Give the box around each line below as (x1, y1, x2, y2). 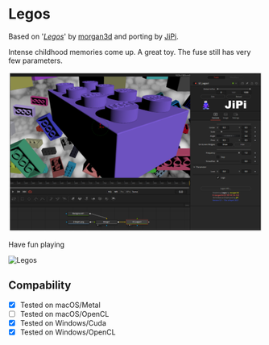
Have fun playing (8, 239, 65, 249)
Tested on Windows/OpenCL (19, 327, 116, 337)
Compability (8, 279, 72, 293)
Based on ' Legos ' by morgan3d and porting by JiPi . (8, 31, 179, 41)
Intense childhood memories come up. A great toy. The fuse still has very (8, 47, 251, 56)
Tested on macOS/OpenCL (19, 309, 110, 318)
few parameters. (8, 56, 63, 65)
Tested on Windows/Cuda (19, 318, 106, 327)
